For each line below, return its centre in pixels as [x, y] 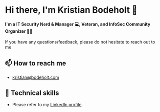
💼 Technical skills [32, 93]
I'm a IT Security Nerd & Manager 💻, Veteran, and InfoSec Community [78, 24]
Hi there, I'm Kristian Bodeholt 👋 [71, 10]
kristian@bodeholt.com [36, 77]
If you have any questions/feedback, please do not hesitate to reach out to [80, 42]
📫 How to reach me [36, 63]
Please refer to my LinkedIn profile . [47, 105]
